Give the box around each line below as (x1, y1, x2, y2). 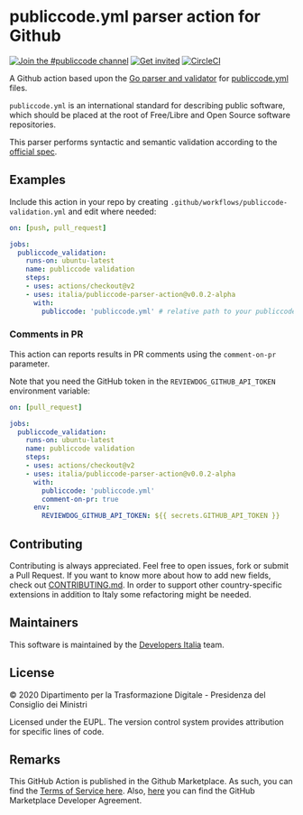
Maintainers (9, 616, 79, 631)
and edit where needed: (68, 206, 157, 217)
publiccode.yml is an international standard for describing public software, (9, 99, 286, 110)
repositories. (9, 119, 57, 130)
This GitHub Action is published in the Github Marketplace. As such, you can (9, 776, 293, 787)
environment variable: (9, 385, 90, 396)
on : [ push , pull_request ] (9, 223, 106, 232)
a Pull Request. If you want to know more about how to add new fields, (9, 570, 271, 580)
